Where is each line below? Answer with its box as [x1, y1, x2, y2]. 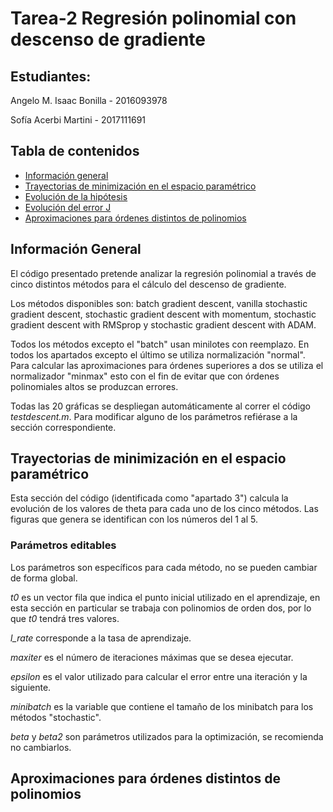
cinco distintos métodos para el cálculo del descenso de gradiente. [10, 278, 287, 290]
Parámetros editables [10, 538, 117, 552]
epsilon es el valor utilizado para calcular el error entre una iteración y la [10, 670, 308, 682]
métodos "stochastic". [10, 711, 102, 723]
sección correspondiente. [10, 421, 117, 433]
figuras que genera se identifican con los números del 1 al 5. [10, 513, 259, 526]
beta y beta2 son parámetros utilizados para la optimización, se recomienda [10, 730, 324, 742]
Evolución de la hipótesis [24, 190, 128, 202]
